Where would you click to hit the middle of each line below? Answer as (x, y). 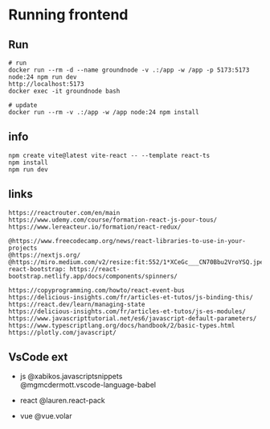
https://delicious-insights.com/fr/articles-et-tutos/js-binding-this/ (131, 297)
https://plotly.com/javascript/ (62, 332)
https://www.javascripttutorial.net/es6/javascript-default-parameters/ (133, 318)
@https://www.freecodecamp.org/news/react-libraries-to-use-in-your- (127, 241)
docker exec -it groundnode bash (64, 91)
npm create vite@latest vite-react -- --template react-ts (109, 155)
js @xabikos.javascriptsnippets (71, 377)
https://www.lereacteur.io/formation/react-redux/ (95, 227)
